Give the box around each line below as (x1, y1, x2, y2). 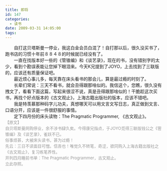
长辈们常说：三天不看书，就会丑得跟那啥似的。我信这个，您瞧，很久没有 (13, 82, 162, 88)
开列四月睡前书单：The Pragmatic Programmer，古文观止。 (5, 155, 119, 161)
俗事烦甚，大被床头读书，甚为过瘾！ (5, 138, 75, 143)
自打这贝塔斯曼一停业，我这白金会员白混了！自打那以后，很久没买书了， (13, 45, 162, 50)
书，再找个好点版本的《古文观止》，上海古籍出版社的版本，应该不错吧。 (5, 95, 151, 100)
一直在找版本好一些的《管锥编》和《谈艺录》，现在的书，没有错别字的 (13, 57, 156, 63)
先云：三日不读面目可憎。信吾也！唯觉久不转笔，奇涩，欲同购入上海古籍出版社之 (5, 143, 159, 149)
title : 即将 (5, 7, 28, 12)
